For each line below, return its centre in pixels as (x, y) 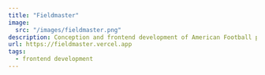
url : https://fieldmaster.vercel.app (70, 45)
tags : (17, 52)
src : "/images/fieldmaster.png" (69, 30)
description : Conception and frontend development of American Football (130, 37)
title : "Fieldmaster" (44, 15)
